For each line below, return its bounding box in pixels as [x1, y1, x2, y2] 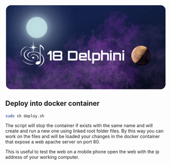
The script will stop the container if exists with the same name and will [5, 123, 153, 129]
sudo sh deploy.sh [5, 113, 44, 119]
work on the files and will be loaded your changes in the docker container [5, 133, 160, 139]
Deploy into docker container [5, 99, 100, 108]
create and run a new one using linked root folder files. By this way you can [5, 128, 164, 134]
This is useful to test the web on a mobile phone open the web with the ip [5, 149, 160, 155]
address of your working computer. [5, 154, 80, 160]
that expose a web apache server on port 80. [5, 139, 101, 145]
